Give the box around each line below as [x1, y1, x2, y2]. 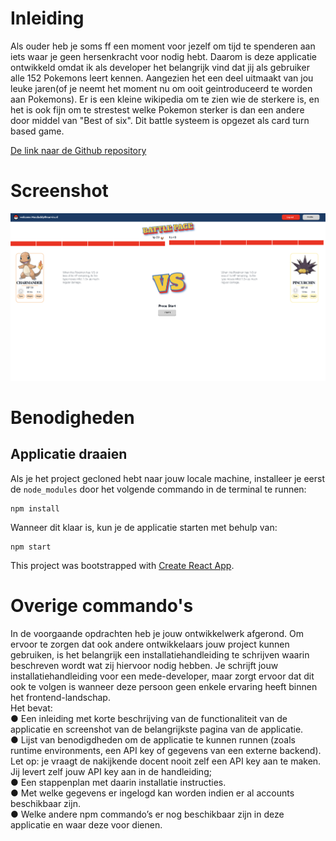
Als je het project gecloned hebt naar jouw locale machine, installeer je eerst [10, 472, 325, 484]
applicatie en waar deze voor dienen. [10, 818, 163, 831]
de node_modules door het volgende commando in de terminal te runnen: [10, 483, 307, 495]
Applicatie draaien [10, 446, 128, 463]
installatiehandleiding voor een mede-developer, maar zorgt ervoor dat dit [10, 670, 315, 682]
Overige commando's [10, 595, 194, 617]
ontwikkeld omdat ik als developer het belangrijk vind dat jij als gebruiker [10, 61, 310, 73]
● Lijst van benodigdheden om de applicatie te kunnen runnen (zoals [10, 733, 296, 746]
